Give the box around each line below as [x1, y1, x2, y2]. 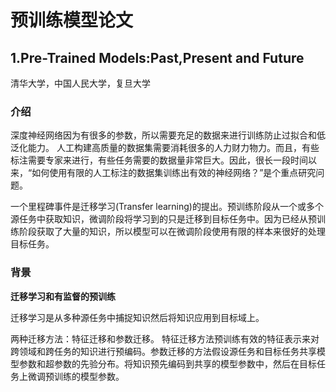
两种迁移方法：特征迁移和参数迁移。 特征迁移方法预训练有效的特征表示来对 [10, 332, 320, 345]
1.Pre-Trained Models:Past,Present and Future [10, 49, 305, 66]
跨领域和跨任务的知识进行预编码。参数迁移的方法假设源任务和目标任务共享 [10, 345, 317, 357]
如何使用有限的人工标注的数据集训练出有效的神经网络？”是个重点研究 [31, 167, 317, 179]
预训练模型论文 [10, 9, 134, 32]
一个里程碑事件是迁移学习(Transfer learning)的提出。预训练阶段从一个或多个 [10, 201, 324, 213]
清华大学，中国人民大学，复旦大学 [10, 77, 151, 89]
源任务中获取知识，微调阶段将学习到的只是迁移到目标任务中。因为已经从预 [10, 213, 317, 225]
